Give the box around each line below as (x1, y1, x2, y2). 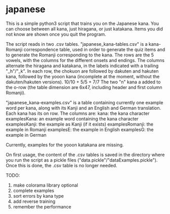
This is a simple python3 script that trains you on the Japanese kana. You (6, 20, 159, 26)
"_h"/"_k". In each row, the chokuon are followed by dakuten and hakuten (6, 68, 159, 74)
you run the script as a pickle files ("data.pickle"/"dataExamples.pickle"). (6, 157, 158, 163)
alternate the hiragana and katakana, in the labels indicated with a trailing (6, 63, 159, 69)
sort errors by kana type (13, 193, 64, 199)
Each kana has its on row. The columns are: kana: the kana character (6, 110, 150, 116)
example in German (6, 132, 47, 138)
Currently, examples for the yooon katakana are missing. (6, 141, 124, 148)
